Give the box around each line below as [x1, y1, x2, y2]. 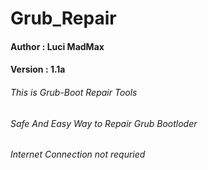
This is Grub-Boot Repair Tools [10, 86, 138, 98]
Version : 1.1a [10, 63, 66, 76]
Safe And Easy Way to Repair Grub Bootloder [10, 117, 198, 129]
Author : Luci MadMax [10, 40, 105, 52]
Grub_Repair [10, 7, 117, 30]
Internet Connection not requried [10, 148, 146, 161]
